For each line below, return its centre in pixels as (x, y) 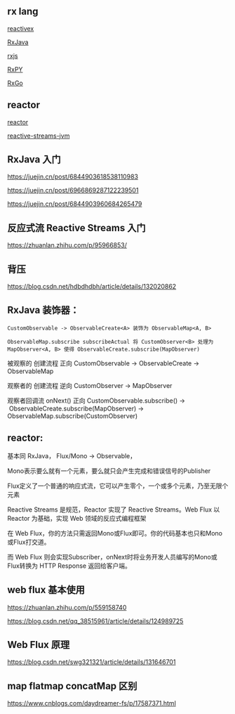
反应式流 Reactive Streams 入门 (76, 228)
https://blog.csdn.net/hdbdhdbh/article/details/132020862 (92, 287)
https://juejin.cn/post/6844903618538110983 (73, 177)
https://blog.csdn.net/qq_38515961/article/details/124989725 (95, 621)
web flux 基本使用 (46, 590)
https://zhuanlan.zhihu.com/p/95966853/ (67, 245)
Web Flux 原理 (39, 645)
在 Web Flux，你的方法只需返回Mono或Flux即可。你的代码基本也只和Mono (115, 533)
